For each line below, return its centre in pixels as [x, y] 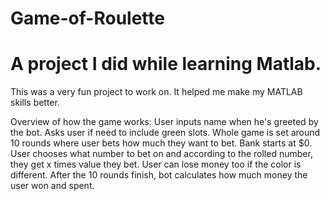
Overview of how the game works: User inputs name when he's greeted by [164, 122]
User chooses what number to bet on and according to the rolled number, [161, 154]
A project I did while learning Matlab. [166, 64]
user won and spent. [52, 186]
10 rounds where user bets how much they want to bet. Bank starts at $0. [161, 143]
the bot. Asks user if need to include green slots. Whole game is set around [165, 133]
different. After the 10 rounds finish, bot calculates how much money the [159, 175]
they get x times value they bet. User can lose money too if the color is [156, 164]
